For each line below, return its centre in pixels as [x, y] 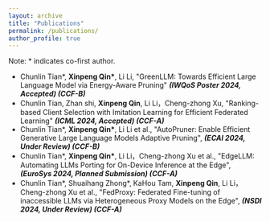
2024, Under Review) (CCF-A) [71, 209]
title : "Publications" [46, 23]
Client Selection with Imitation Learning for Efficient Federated [146, 113]
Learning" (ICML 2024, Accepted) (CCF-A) [92, 121]
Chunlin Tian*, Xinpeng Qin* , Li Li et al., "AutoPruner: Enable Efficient [135, 129]
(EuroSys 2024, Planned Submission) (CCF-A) [99, 174]
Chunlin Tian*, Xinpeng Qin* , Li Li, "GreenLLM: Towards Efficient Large [138, 76]
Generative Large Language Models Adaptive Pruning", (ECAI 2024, [133, 138]
